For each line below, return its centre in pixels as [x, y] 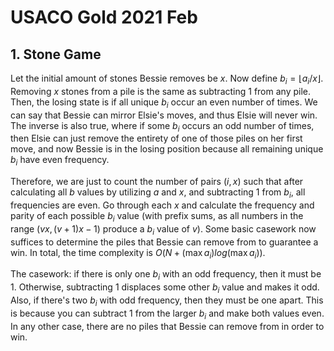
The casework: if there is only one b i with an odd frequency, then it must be [166, 275]
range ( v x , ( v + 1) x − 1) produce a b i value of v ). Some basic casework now [163, 229]
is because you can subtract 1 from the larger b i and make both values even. [167, 314]
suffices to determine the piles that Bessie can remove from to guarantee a [164, 242]
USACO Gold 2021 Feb [104, 17]
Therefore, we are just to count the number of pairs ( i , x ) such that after [157, 182]
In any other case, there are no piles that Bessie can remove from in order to [167, 326]
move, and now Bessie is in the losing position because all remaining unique [167, 149]
